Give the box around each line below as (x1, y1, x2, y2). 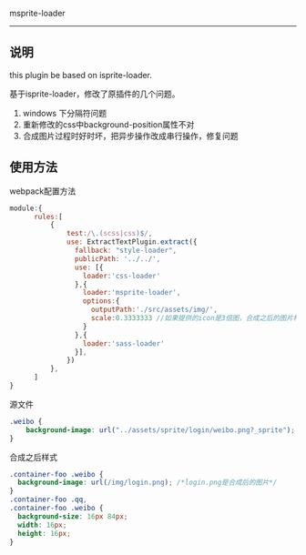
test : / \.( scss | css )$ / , (66, 229, 153, 238)
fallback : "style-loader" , (74, 246, 178, 255)
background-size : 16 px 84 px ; (17, 511, 128, 521)
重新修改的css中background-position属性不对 (22, 118, 195, 130)
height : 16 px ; (17, 529, 71, 538)
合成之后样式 (9, 451, 57, 462)
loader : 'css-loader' (82, 271, 161, 280)
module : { (9, 204, 43, 213)
